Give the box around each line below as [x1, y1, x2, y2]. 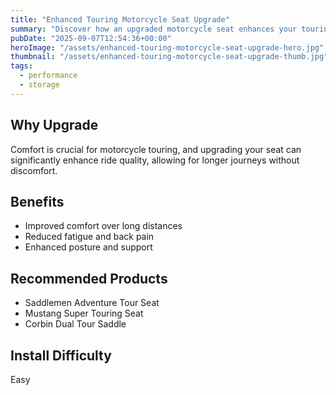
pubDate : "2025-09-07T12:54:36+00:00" [10, 33, 172, 43]
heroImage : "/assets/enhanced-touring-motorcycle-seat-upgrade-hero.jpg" [10, 42, 325, 53]
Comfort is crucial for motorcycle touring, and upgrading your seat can [10, 143, 302, 155]
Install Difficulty [10, 347, 112, 364]
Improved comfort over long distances [24, 220, 183, 232]
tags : [10, 61, 33, 71]
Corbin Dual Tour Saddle [24, 318, 127, 330]
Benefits [10, 193, 65, 210]
